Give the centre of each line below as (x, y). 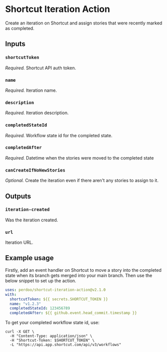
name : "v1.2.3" (25, 304)
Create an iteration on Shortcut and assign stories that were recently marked (84, 23)
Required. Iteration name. (31, 90)
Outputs (18, 196)
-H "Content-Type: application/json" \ (51, 336)
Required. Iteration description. (37, 113)
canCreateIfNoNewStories (35, 170)
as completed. (20, 28)
